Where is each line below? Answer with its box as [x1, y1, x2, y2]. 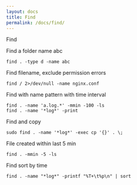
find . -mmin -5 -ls [6, 152, 58, 158]
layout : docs [6, 8, 39, 15]
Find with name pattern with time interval [6, 91, 106, 98]
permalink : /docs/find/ [6, 20, 65, 25]
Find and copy [6, 118, 42, 125]
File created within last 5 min [6, 140, 77, 147]
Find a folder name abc [6, 47, 63, 55]
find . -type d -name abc [6, 59, 70, 65]
